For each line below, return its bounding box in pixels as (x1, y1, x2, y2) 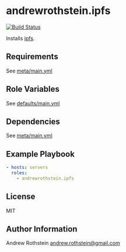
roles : (11, 170, 27, 176)
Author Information (6, 224, 78, 234)
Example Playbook (6, 149, 75, 159)
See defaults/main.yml (6, 99, 60, 106)
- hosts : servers (6, 165, 48, 171)
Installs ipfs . (6, 34, 35, 42)
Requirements (6, 51, 58, 62)
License (6, 192, 36, 202)
